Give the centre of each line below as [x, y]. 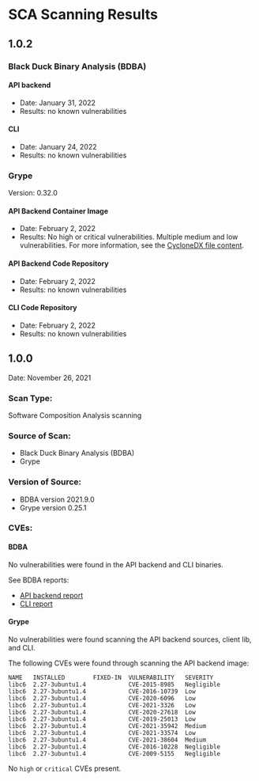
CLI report [36, 604]
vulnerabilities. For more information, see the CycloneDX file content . [132, 245]
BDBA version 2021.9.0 [57, 499]
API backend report [51, 595]
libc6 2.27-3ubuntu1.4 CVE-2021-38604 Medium [107, 740]
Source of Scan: [39, 435]
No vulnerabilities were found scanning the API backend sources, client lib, [130, 639]
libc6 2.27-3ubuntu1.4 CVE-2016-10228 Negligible [114, 747]
